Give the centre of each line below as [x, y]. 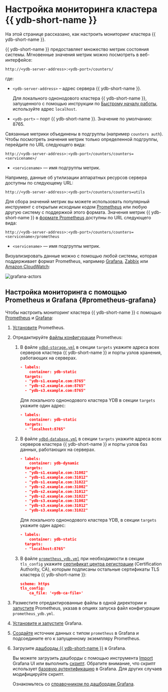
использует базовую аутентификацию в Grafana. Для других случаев [87, 669]
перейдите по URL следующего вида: [46, 145]
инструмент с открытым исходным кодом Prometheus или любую [76, 207]
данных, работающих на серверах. [58, 449]
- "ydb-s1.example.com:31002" [56, 473]
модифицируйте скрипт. [38, 674]
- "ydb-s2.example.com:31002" [56, 487]
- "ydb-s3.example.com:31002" [56, 501]
